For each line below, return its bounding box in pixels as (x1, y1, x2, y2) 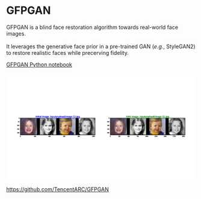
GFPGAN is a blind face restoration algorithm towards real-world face (6, 24, 179, 31)
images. (6, 30, 26, 37)
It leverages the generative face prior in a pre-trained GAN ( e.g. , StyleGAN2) (6, 43, 196, 50)
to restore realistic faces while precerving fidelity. (6, 49, 129, 56)
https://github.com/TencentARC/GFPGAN (6, 186, 110, 193)
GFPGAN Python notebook (6, 61, 72, 68)
